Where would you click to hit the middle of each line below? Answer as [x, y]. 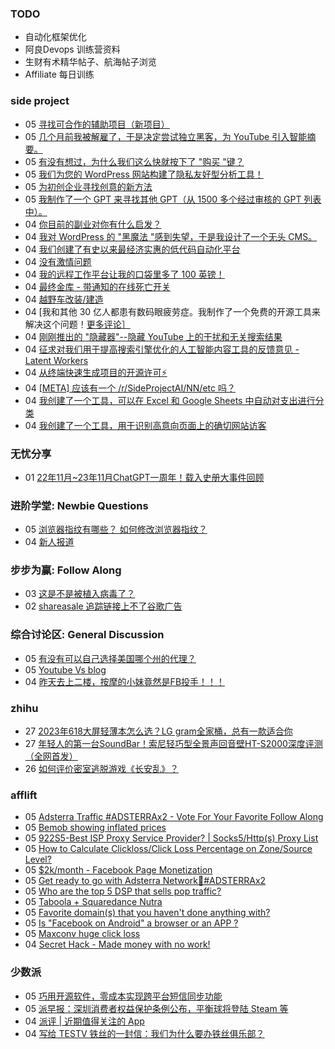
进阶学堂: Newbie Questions [79, 505]
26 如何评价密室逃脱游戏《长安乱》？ [101, 769]
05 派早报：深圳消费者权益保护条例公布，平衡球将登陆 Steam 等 [156, 1008]
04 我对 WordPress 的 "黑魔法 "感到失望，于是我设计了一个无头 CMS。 [171, 236]
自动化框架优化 [55, 37]
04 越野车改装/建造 [64, 299]
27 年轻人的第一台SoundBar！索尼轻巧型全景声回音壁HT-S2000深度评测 [173, 744]
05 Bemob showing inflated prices [95, 828]
